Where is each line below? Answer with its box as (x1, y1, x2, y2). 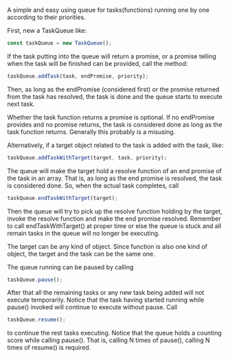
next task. (7, 100, 36, 108)
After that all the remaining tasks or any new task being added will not (7, 289, 205, 297)
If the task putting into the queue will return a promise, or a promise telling (7, 52, 216, 60)
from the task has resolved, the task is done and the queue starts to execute (7, 92, 223, 100)
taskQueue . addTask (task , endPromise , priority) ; (7, 72, 149, 80)
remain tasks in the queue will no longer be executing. (7, 229, 160, 237)
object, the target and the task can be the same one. (7, 249, 156, 258)
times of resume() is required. (7, 344, 91, 352)
